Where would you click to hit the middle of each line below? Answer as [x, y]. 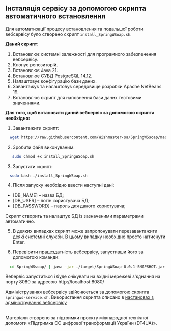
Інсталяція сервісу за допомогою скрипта [76, 8]
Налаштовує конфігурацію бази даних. [54, 81]
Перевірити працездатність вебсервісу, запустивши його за [78, 252]
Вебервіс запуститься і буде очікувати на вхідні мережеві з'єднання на [83, 277]
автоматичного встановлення [55, 17]
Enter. [19, 242]
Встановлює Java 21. [35, 70]
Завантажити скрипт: [36, 128]
